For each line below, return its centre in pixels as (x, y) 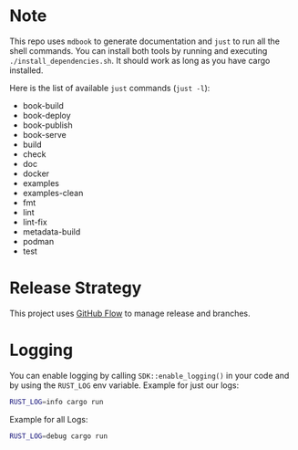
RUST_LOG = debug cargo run (58, 436)
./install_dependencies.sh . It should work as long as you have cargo (140, 60)
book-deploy (46, 115)
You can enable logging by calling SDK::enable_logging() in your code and (149, 375)
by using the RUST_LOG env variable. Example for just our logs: (124, 385)
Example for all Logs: (49, 419)
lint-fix (35, 222)
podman (38, 241)
